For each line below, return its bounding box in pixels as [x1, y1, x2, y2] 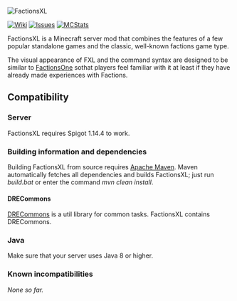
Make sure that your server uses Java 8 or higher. [7, 251, 154, 260]
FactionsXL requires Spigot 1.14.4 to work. [7, 129, 130, 137]
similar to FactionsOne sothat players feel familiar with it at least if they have [7, 63, 231, 71]
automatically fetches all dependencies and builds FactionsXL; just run [7, 170, 215, 179]
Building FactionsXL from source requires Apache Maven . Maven [7, 162, 198, 171]
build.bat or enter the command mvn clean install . [7, 178, 154, 186]
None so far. [7, 285, 44, 294]
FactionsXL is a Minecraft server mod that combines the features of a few [7, 34, 223, 43]
